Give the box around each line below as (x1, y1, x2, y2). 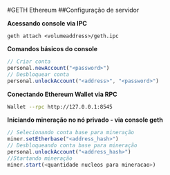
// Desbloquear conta (7, 71, 70, 78)
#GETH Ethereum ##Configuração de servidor (7, 6, 140, 14)
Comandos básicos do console (7, 45, 98, 53)
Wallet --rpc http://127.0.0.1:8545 (7, 103, 113, 110)
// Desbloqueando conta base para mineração (7, 142, 138, 149)
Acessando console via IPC (7, 19, 88, 27)
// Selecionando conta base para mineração (7, 129, 135, 136)
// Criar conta (7, 58, 51, 65)
